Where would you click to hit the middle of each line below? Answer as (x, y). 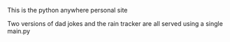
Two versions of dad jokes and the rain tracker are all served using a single (115, 23)
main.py (19, 31)
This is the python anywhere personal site (67, 10)
